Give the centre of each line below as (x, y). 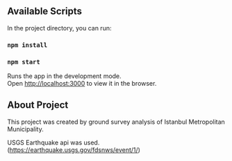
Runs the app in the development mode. (64, 76)
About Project (38, 105)
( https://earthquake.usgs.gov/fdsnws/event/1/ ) (74, 150)
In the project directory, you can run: (59, 28)
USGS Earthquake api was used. (53, 142)
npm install (27, 45)
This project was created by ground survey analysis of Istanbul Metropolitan (116, 122)
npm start (24, 62)
